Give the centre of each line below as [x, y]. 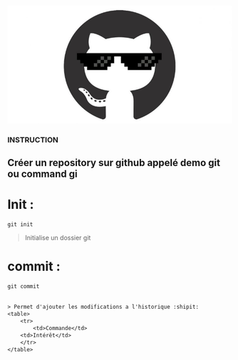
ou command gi [42, 174]
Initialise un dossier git [58, 237]
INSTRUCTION [33, 140]
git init [20, 224]
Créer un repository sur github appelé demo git [114, 163]
